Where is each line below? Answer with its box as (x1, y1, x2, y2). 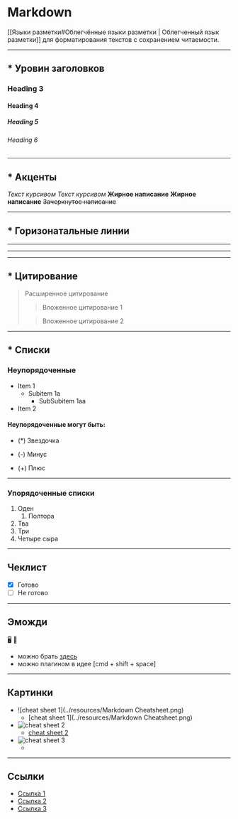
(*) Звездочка (17, 436, 59, 445)
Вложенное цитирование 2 (42, 317, 124, 325)
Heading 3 (7, 84, 44, 94)
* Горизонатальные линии (7, 224, 130, 237)
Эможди (7, 616, 48, 629)
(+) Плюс (17, 463, 46, 472)
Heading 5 (7, 118, 39, 126)
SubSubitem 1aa (38, 396, 86, 405)
